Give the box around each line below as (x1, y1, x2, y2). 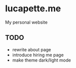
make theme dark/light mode (12, 57, 71, 63)
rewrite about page (12, 46, 51, 52)
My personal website (5, 19, 48, 25)
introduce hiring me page (12, 52, 64, 58)
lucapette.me (5, 3, 61, 14)
